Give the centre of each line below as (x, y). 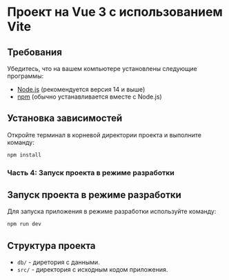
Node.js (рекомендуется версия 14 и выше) (81, 89)
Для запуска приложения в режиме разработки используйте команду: (112, 212)
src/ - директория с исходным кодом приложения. (92, 270)
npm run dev (24, 224)
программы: (25, 76)
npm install (24, 155)
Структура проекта (51, 246)
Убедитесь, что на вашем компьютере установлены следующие (102, 69)
